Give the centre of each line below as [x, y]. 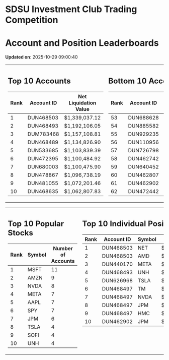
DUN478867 [43, 175]
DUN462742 [144, 158]
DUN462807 [144, 175]
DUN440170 [117, 264]
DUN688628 [144, 117]
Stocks [21, 233]
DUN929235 [144, 134]
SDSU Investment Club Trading [71, 9]
